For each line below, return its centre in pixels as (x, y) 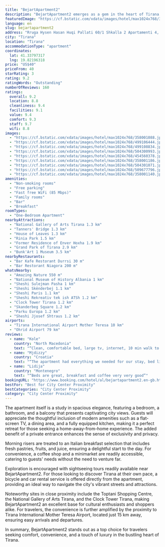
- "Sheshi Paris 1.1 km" (35, 293)
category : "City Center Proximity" (41, 394)
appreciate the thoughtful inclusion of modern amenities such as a (72, 418)
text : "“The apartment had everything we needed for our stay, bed (84, 362)
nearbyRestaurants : (25, 257)
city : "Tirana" (21, 37)
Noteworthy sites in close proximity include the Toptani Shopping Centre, (79, 494)
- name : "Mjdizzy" (28, 353)
